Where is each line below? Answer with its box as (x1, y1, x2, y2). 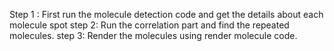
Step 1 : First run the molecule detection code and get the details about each (9, 9, 324, 20)
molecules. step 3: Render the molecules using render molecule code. (9, 30, 298, 41)
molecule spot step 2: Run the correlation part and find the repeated (9, 19, 290, 31)
